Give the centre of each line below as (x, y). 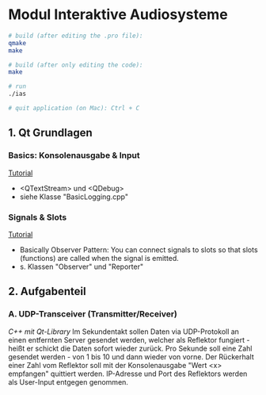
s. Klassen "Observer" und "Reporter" (82, 267)
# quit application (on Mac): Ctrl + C (74, 109)
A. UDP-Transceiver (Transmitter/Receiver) (93, 314)
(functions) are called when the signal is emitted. (99, 258)
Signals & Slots (38, 217)
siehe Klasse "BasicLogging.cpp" (74, 197)
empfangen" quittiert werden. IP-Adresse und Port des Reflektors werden (128, 374)
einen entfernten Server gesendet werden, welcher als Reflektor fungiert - (129, 339)
